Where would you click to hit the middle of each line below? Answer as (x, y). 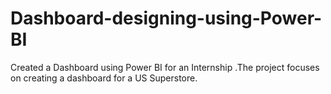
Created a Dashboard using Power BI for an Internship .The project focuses (165, 67)
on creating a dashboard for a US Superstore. (104, 78)
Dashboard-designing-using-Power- (166, 18)
